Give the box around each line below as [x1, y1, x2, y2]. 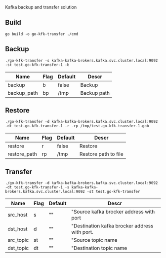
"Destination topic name [71, 245, 127, 252]
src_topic [7, 237, 29, 244]
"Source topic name [71, 237, 118, 244]
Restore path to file [79, 150, 124, 157]
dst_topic [7, 245, 29, 252]
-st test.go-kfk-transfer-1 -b [5, 62, 70, 67]
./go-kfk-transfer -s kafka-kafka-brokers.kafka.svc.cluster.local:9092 [5, 58, 158, 63]
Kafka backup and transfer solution [5, 4, 77, 10]
